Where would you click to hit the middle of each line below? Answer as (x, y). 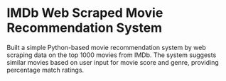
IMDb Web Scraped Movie (85, 13)
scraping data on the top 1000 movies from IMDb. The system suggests (112, 55)
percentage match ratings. (45, 70)
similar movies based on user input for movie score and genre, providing (113, 62)
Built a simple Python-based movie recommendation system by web (107, 47)
